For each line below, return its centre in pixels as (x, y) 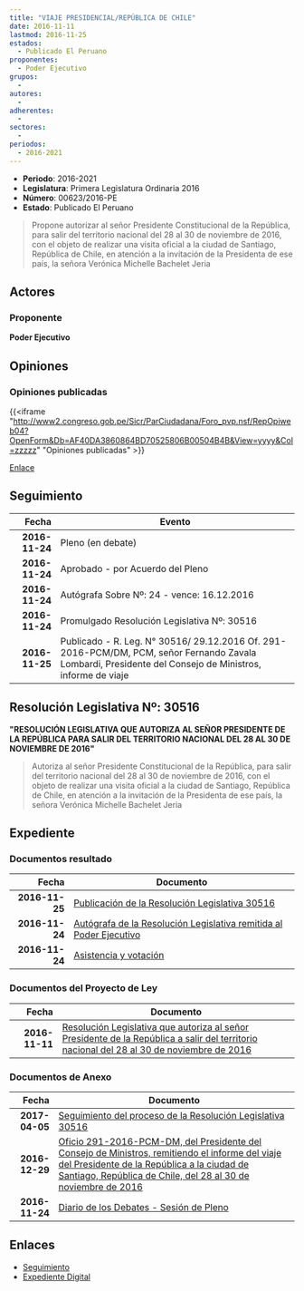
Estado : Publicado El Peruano (78, 207)
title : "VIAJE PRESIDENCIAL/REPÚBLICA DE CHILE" (103, 18)
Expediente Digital (56, 1276)
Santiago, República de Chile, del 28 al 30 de (154, 1175)
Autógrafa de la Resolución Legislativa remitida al (178, 924)
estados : (26, 43)
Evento (176, 521)
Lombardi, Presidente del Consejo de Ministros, (161, 664)
